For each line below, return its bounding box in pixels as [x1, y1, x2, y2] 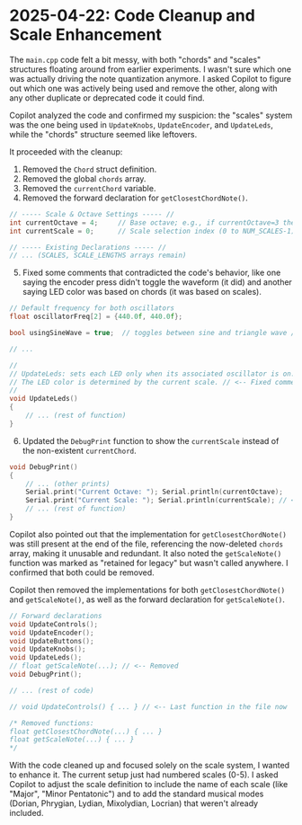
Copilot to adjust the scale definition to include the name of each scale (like [9, 779, 289, 790]
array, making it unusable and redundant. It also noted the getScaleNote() [9, 547, 282, 558]
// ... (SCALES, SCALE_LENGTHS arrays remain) [9, 251, 187, 261]
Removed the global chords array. [22, 173, 147, 184]
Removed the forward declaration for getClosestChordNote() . [22, 192, 249, 203]
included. [9, 808, 44, 819]
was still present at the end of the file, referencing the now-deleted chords [9, 538, 284, 549]
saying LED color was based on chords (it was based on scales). [22, 287, 262, 297]
